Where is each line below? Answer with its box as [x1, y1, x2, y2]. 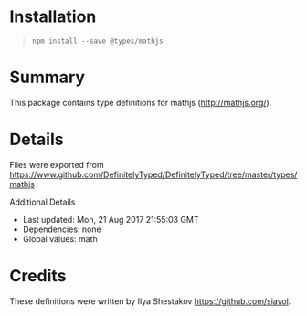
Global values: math [22, 233, 98, 244]
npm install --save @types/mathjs [31, 37, 164, 46]
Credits [9, 266, 67, 286]
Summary [9, 67, 85, 88]
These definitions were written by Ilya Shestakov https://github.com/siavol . [9, 295, 291, 307]
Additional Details [9, 196, 76, 207]
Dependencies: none [22, 224, 102, 235]
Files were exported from [9, 159, 104, 170]
